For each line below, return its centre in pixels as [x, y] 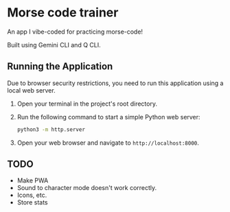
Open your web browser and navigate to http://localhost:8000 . [108, 143]
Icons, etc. [32, 195]
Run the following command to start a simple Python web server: [108, 117]
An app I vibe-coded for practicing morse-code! [75, 32]
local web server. [32, 90]
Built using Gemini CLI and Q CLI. [54, 45]
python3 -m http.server [51, 129]
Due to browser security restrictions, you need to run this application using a [115, 83]
